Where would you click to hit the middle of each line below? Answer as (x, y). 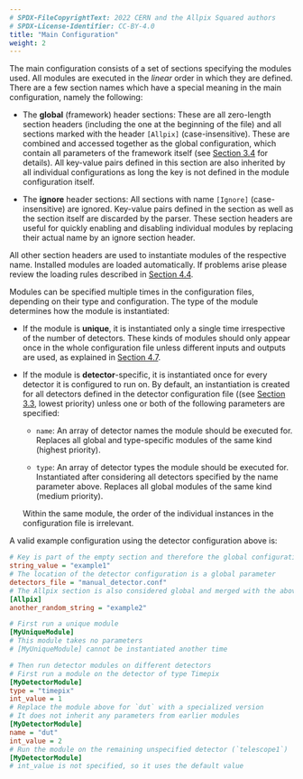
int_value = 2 (36, 741)
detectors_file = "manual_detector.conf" (88, 582)
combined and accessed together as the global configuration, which (149, 144)
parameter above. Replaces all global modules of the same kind (154, 487)
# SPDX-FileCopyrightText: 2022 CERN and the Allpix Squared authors (143, 18)
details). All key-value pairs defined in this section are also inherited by (154, 162)
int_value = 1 (36, 699)
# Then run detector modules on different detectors (110, 665)
